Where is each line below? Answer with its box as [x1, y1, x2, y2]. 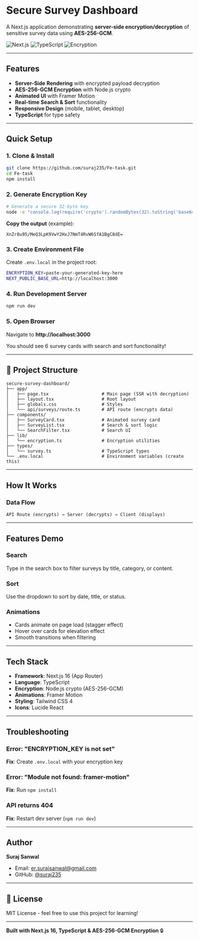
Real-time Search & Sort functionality [14, 99, 107, 106]
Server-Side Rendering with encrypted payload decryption [14, 80, 160, 87]
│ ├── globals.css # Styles [6, 401, 123, 407]
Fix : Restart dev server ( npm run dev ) [6, 815, 97, 822]
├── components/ [6, 412, 46, 418]
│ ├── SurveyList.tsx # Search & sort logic [6, 422, 158, 428]
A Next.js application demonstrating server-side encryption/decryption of [6, 23, 190, 30]
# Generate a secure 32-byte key [6, 204, 89, 210]
